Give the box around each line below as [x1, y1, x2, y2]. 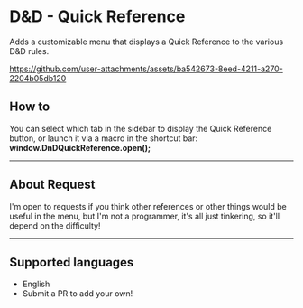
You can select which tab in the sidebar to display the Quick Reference [9, 123, 272, 134]
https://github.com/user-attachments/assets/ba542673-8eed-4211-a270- [9, 63, 284, 74]
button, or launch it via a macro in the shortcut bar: [9, 133, 198, 144]
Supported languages [9, 255, 134, 270]
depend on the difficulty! [9, 219, 101, 231]
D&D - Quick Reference [9, 6, 186, 27]
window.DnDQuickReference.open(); [9, 142, 151, 153]
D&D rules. [9, 45, 50, 56]
